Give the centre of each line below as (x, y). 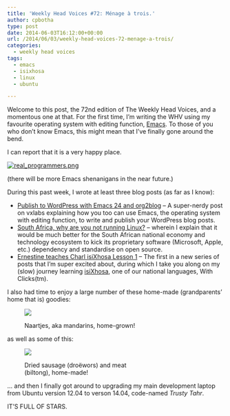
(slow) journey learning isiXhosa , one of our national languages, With (115, 271)
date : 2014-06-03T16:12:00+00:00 (55, 33)
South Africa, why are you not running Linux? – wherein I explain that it (117, 227)
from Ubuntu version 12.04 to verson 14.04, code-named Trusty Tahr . (106, 393)
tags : (15, 59)
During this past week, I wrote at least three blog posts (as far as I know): (111, 192)
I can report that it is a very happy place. (64, 152)
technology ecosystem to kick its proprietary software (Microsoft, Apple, (120, 242)
